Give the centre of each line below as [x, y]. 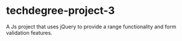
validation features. [29, 32]
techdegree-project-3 [61, 11]
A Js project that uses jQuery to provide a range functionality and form [91, 27]
